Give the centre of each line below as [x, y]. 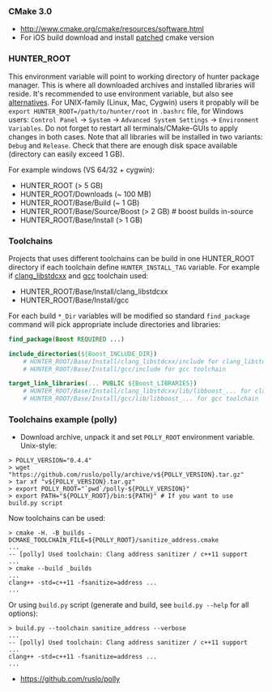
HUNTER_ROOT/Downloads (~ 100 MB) [86, 194]
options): [23, 613]
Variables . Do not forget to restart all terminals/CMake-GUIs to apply [123, 128]
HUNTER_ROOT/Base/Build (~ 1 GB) [80, 202]
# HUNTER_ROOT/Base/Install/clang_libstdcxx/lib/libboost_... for [137, 391]
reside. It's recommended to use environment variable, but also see [121, 93]
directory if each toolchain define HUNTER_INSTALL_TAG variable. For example [134, 267]
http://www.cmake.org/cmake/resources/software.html [112, 29]
